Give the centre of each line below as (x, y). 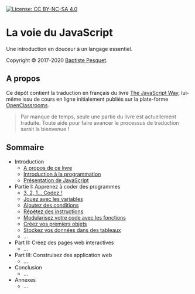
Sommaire (25, 147)
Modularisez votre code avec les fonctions (75, 217)
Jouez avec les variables (53, 199)
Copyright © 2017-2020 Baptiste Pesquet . (57, 60)
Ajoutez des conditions (51, 205)
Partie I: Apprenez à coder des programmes (67, 186)
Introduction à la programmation (62, 174)
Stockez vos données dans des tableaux (72, 230)
